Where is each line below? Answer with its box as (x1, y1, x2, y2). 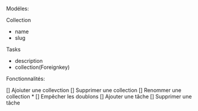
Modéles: (6, 5, 29, 12)
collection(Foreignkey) (14, 64, 70, 71)
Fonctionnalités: (6, 75, 45, 82)
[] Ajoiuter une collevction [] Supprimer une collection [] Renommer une (6, 87, 181, 94)
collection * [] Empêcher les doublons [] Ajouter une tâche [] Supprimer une (6, 93, 192, 100)
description (14, 58, 43, 64)
